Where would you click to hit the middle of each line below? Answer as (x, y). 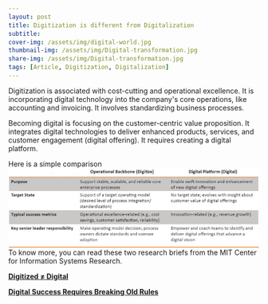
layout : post (30, 17)
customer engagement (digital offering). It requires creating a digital (120, 140)
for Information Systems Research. (65, 261)
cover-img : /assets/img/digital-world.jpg (80, 42)
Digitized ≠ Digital (39, 277)
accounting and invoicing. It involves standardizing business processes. (126, 107)
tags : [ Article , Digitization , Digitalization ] (89, 68)
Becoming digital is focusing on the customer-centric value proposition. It (129, 123)
